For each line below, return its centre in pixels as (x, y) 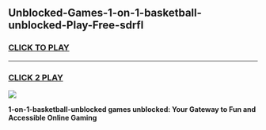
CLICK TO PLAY (39, 48)
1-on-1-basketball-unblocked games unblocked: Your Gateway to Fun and (132, 109)
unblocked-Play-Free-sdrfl (76, 26)
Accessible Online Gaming (53, 117)
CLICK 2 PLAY (36, 77)
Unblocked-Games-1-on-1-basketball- (105, 13)
